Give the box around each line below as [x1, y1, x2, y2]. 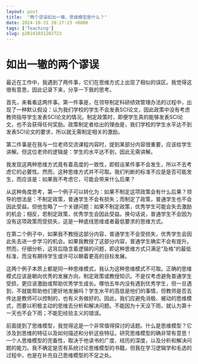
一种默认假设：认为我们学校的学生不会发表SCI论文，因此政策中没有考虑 [16, 106, 190, 113]
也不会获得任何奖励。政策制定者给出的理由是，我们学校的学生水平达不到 [16, 121, 192, 128]
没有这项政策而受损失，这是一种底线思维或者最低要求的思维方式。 [6, 218, 166, 225]
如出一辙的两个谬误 [6, 58, 100, 72]
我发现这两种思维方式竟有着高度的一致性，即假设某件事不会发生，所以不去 [6, 161, 187, 168]
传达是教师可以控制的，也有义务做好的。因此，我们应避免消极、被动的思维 [6, 295, 187, 302]
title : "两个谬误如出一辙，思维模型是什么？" [6, 14, 107, 20]
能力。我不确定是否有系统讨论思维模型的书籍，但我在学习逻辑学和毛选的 [16, 344, 192, 352]
